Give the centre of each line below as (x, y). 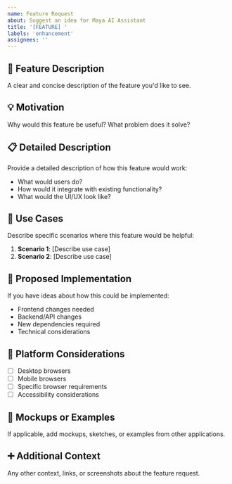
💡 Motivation (36, 107)
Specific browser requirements (62, 387)
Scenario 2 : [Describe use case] (65, 257)
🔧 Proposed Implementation (70, 279)
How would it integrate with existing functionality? (90, 189)
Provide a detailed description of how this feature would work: (97, 168)
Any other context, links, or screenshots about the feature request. (104, 473)
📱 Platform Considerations (66, 354)
